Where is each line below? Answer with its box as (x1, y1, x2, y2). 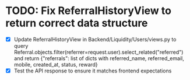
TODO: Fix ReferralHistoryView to (5, 4, 171, 18)
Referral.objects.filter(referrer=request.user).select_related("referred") (13, 48, 184, 55)
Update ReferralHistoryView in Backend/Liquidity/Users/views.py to (13, 36, 177, 43)
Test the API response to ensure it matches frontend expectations (13, 67, 172, 74)
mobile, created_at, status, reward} (13, 61, 98, 68)
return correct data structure (5, 16, 148, 30)
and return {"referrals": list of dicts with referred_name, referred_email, (13, 55, 184, 62)
